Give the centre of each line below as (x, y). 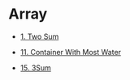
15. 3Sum (35, 67)
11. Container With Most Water (71, 52)
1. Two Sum (39, 36)
